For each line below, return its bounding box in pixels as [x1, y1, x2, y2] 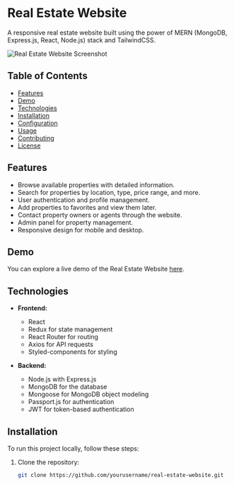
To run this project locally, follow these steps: [7, 444, 139, 453]
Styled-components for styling [28, 348, 118, 356]
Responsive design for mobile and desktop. [17, 225, 144, 234]
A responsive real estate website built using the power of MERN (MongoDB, [7, 28, 228, 37]
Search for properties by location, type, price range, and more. [17, 188, 201, 196]
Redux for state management [28, 325, 113, 333]
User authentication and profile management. [17, 196, 150, 204]
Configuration [17, 119, 58, 127]
